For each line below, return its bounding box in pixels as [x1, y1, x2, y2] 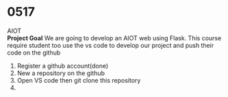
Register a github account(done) [16, 61, 109, 70]
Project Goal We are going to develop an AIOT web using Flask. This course [7, 33, 222, 42]
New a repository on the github [16, 69, 105, 77]
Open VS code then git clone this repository [16, 76, 141, 84]
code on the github [7, 48, 61, 57]
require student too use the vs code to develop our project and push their [7, 41, 214, 49]
